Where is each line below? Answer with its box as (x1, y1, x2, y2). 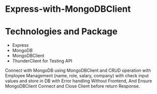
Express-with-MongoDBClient (5, 3, 131, 15)
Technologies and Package (5, 26, 118, 37)
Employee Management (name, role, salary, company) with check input (5, 73, 149, 79)
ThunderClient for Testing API (12, 58, 73, 64)
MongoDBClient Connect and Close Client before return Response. (5, 83, 140, 89)
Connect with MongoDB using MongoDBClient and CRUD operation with (5, 67, 151, 73)
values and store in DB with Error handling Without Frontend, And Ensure (5, 78, 152, 84)
